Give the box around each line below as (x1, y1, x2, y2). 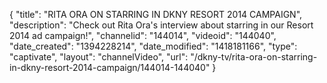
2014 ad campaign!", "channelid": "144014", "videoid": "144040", (9, 30, 277, 41)
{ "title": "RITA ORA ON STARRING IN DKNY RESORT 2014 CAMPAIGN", (9, 9, 303, 20)
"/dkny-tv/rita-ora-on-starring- (190, 51, 318, 63)
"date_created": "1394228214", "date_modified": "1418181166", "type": (9, 40, 298, 52)
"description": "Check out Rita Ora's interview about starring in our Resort (9, 19, 314, 31)
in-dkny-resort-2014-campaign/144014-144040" (9, 62, 211, 73)
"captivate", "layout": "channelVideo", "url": (9, 51, 189, 63)
